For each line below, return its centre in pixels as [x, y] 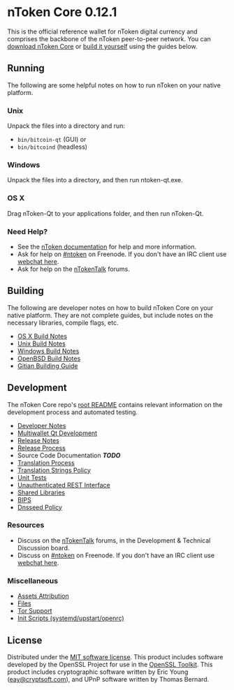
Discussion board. [43, 548]
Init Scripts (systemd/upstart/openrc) [71, 618]
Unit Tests [32, 477]
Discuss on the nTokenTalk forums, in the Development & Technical [114, 540]
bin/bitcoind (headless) [52, 147]
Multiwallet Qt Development [57, 433]
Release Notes [38, 440]
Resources [26, 525]
